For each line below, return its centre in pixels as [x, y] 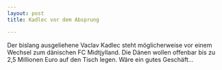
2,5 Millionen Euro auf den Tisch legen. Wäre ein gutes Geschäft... [100, 59]
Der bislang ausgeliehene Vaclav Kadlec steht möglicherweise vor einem [110, 45]
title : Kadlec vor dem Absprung [53, 20]
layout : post [26, 13]
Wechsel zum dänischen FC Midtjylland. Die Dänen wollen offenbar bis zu [111, 52]
